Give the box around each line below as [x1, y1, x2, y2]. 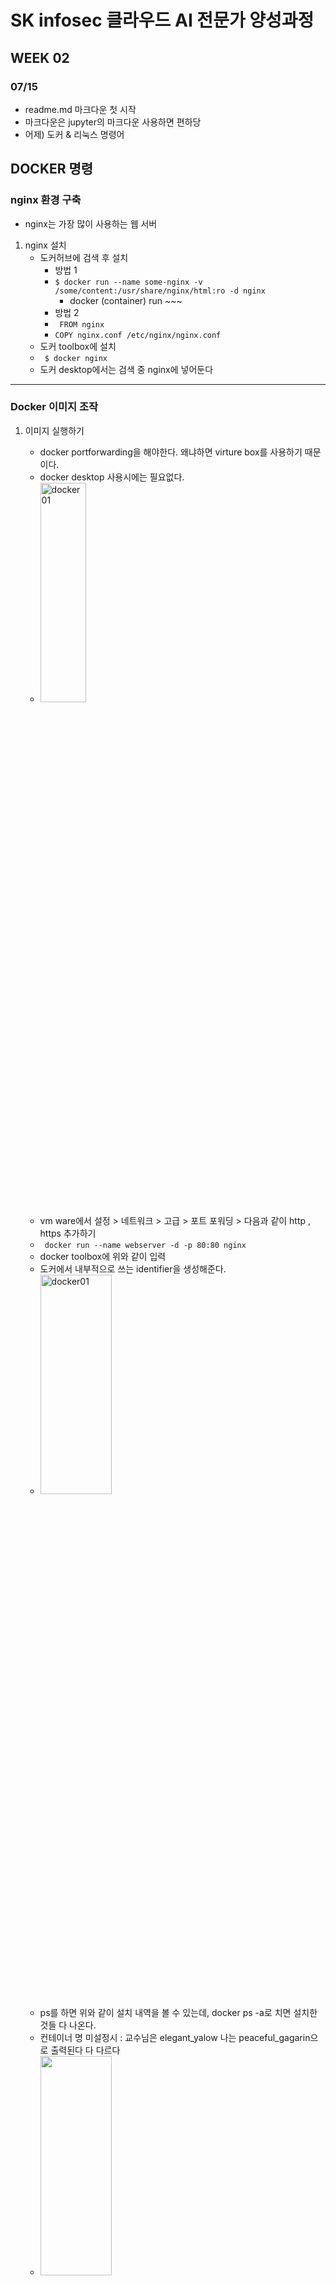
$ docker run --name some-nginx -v [54, 277, 203, 287]
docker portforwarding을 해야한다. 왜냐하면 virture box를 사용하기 [39, 446, 303, 458]
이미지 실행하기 [24, 424, 85, 436]
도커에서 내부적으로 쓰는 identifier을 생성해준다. [39, 1262, 227, 1275]
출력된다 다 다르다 [50, 2044, 121, 2056]
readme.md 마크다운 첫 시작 [24, 103, 137, 115]
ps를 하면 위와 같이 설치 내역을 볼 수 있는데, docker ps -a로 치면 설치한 [39, 2006, 318, 2018]
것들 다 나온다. [39, 2019, 97, 2031]
